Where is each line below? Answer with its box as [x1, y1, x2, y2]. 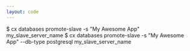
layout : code [6, 8, 39, 15]
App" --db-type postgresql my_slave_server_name [6, 38, 132, 45]
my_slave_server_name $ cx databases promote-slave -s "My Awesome [6, 31, 185, 39]
